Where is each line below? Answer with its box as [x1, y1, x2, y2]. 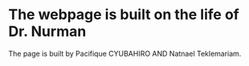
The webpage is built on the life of [8, 6, 239, 24]
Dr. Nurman [8, 22, 87, 41]
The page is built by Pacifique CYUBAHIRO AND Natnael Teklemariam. [8, 49, 242, 58]
